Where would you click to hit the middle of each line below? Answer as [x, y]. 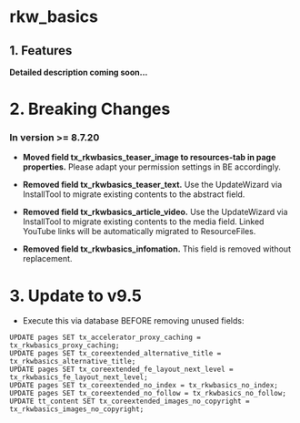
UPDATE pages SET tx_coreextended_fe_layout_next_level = [121, 370]
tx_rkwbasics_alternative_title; [73, 362]
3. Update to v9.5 [76, 296]
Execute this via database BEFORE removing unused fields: [133, 321]
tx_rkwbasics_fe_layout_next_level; [79, 377]
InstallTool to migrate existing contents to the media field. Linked [143, 222]
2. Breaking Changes [90, 109]
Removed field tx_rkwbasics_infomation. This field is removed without [156, 249]
